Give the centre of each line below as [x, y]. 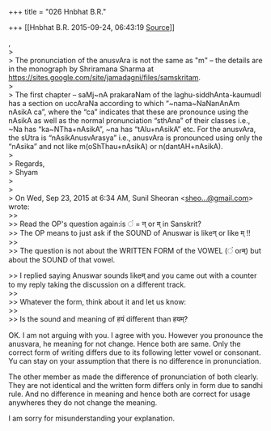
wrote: [19, 207]
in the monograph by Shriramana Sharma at [81, 69]
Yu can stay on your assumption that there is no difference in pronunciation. [135, 361]
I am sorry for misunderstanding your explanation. [92, 418]
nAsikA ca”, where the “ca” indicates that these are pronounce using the [129, 112]
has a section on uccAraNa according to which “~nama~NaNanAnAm [124, 103]
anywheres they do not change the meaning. [83, 403]
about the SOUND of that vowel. [62, 260]
